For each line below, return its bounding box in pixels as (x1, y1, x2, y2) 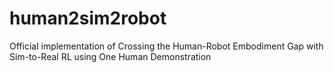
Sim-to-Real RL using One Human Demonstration (9, 50, 212, 62)
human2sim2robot (9, 7, 167, 30)
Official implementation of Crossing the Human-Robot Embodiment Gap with (9, 40, 324, 52)
